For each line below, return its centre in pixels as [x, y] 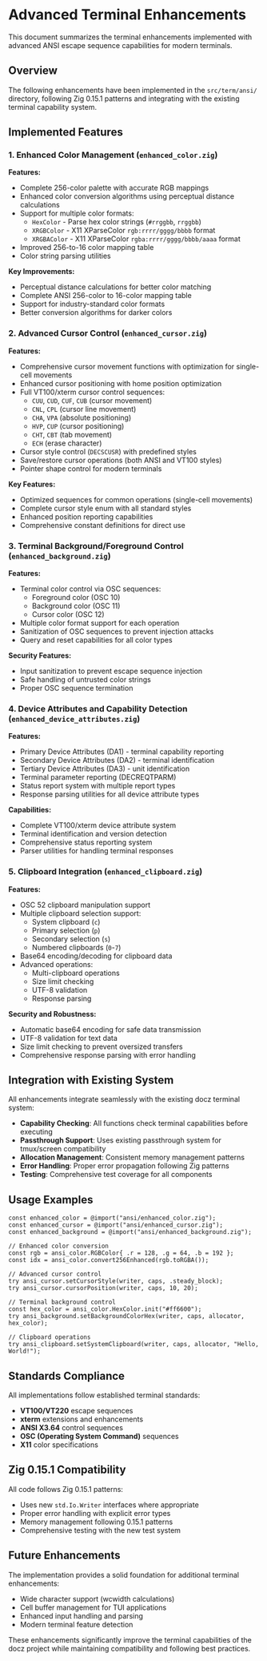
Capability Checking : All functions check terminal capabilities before [134, 1123]
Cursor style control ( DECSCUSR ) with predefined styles [108, 451]
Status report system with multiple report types [98, 786]
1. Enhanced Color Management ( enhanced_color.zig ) [113, 155]
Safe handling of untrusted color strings [86, 679]
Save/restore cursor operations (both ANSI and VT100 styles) [121, 460]
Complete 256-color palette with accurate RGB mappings [114, 188]
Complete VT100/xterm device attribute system [98, 825]
